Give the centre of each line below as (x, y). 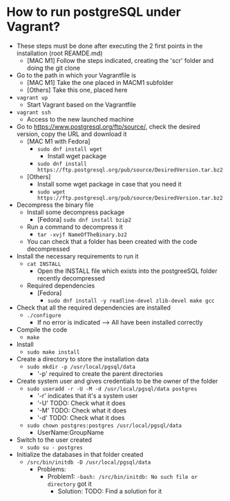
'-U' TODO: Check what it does (81, 403)
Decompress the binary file (55, 205)
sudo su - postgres (55, 447)
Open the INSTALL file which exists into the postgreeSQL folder (127, 271)
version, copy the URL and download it (71, 134)
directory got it (70, 484)
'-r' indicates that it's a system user (88, 395)
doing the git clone (54, 68)
